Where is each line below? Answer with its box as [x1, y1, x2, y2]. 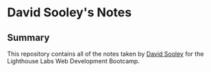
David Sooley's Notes [7, 5, 132, 20]
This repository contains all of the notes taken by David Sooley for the [7, 50, 204, 58]
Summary [7, 32, 50, 43]
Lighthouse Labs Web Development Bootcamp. [7, 57, 140, 65]
